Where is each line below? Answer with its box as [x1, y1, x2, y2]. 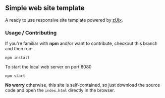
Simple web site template [5, 4, 85, 12]
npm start [5, 73, 26, 78]
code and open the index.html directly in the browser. [5, 87, 115, 93]
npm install [5, 55, 30, 61]
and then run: [5, 46, 33, 52]
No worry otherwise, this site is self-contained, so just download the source [5, 82, 160, 88]
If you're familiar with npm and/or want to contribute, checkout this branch [5, 40, 158, 46]
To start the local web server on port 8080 [5, 64, 92, 70]
